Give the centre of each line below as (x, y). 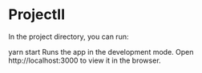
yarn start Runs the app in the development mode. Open (101, 52)
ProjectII (37, 15)
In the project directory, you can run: (69, 36)
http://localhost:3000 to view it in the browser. (85, 60)
